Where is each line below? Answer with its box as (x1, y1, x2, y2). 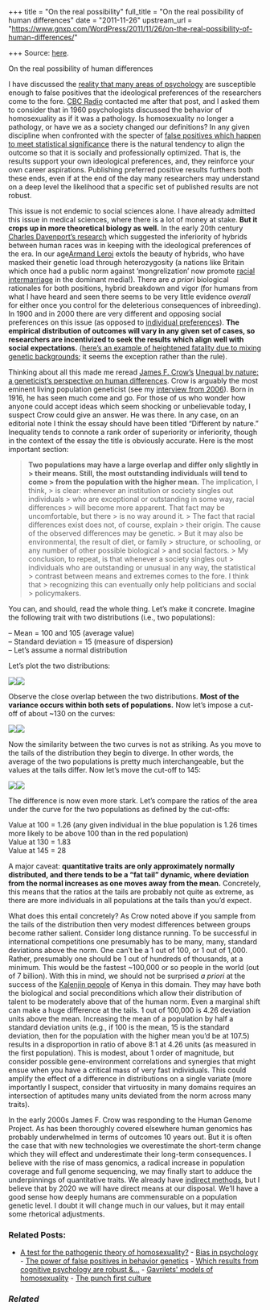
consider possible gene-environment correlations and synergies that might (8, 1057, 256, 1066)
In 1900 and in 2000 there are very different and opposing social (8, 309, 222, 318)
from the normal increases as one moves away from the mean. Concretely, (8, 878, 261, 888)
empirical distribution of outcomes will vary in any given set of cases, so (8, 326, 256, 335)
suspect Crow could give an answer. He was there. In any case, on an (8, 410, 239, 420)
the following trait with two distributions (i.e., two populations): (8, 612, 215, 622)
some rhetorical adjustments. (8, 1209, 105, 1219)
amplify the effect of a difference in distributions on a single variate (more (8, 1074, 252, 1083)
